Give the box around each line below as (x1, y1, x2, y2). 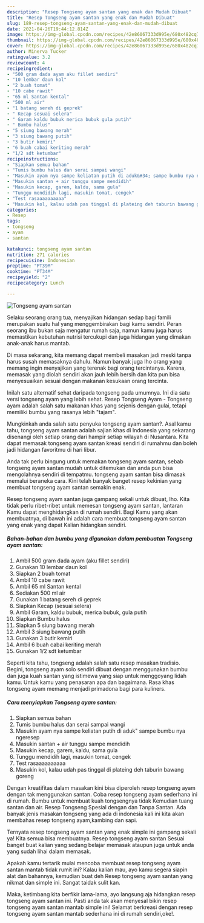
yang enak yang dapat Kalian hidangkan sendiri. (7, 521, 127, 528)
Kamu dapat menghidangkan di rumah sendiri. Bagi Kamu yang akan (7, 508, 178, 516)
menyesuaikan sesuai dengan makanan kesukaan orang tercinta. (7, 377, 168, 384)
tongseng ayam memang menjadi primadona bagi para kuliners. (7, 685, 166, 692)
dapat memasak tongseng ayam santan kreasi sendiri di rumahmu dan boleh (7, 439, 197, 447)
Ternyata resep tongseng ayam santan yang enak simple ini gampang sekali (7, 828, 196, 835)
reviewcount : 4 (7, 60, 45, 66)
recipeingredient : (7, 65, 53, 72)
